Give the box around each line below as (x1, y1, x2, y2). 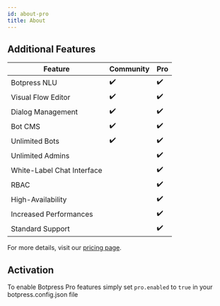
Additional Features (7, 43, 96, 55)
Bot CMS (11, 121, 40, 131)
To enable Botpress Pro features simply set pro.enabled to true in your (7, 283, 214, 291)
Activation (7, 263, 54, 276)
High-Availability (11, 194, 67, 204)
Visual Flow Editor (11, 92, 71, 102)
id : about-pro (7, 10, 50, 18)
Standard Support (11, 224, 71, 234)
